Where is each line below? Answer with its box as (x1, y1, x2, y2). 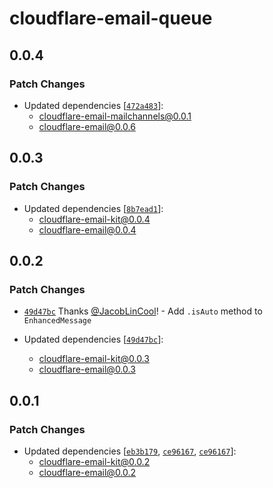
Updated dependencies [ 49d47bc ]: (23, 333, 164, 346)
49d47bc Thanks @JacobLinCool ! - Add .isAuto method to (23, 305, 263, 317)
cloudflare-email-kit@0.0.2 (38, 455, 151, 467)
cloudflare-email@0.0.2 (38, 466, 137, 478)
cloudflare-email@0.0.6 (38, 120, 136, 132)
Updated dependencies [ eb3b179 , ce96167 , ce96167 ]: (23, 445, 237, 457)
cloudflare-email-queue (9, 7, 213, 30)
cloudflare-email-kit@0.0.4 (38, 213, 151, 225)
